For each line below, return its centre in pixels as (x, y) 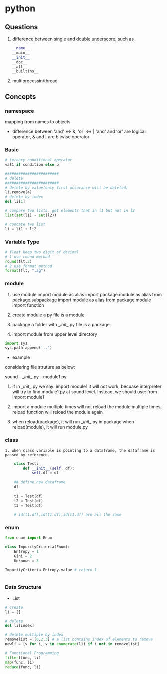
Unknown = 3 (26, 561)
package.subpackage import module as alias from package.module (82, 300)
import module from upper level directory (55, 334)
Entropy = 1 (26, 552)
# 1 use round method (28, 257)
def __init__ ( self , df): (49, 468)
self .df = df (45, 473)
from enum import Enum (29, 538)
